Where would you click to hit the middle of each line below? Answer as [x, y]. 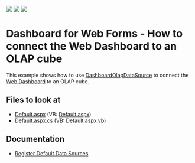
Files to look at [33, 100]
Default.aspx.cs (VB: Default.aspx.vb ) [60, 120]
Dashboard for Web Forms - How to [95, 34]
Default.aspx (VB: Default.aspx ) [53, 114]
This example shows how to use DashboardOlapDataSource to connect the [97, 75]
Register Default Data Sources [51, 153]
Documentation [35, 139]
